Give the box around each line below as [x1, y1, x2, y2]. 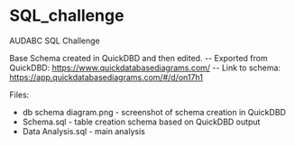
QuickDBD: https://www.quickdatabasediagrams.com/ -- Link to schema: [9, 62, 281, 73]
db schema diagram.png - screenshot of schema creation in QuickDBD [22, 106, 287, 117]
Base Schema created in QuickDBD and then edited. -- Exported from [9, 52, 268, 63]
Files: [9, 89, 30, 100]
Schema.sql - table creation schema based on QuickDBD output [22, 116, 261, 127]
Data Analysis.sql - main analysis [22, 125, 146, 136]
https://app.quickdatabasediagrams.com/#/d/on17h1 [9, 71, 203, 82]
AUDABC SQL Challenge [9, 35, 101, 46]
